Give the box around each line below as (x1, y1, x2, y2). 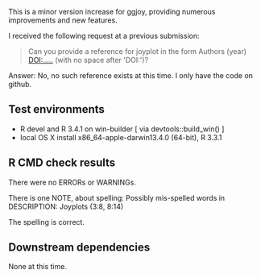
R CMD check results (8, 156, 116, 170)
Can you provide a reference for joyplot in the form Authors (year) (27, 47, 247, 56)
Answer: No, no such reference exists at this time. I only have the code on (8, 71, 254, 80)
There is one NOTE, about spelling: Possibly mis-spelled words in (8, 193, 226, 202)
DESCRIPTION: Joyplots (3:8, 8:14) (8, 201, 124, 211)
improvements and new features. (8, 15, 118, 25)
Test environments (8, 102, 105, 116)
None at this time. (8, 262, 67, 272)
